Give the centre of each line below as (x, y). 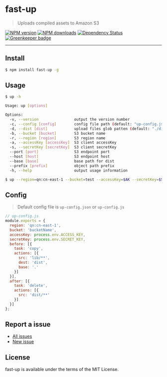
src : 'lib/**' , (34, 258)
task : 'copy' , (29, 249)
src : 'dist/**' (34, 295)
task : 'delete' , (31, 286)
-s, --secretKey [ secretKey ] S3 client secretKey (63, 147)
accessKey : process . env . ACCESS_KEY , (47, 235)
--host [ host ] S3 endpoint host (60, 157)
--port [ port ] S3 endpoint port (60, 152)
